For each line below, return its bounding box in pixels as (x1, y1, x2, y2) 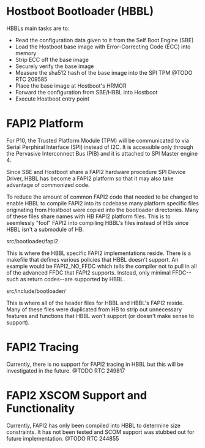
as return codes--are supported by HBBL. (20, 275, 125, 283)
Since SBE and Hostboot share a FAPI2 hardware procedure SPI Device (6, 168, 186, 175)
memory (15, 49, 37, 56)
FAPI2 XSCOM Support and (6, 389, 147, 402)
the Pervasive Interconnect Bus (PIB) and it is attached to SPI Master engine (6, 150, 198, 157)
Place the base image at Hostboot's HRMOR (15, 82, 127, 89)
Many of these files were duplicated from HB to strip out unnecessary (6, 305, 182, 313)
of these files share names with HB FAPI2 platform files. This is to (6, 213, 171, 220)
